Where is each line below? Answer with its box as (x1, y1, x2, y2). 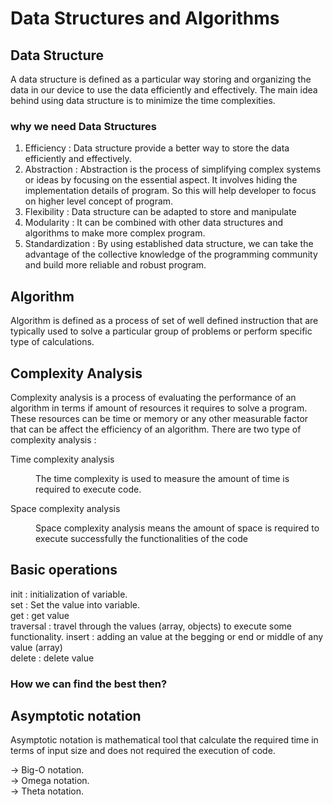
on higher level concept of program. (24, 195, 174, 207)
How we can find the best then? (10, 677, 168, 691)
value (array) (10, 641, 63, 653)
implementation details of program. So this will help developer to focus (24, 185, 317, 197)
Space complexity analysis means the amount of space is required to (35, 522, 320, 534)
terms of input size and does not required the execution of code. (10, 745, 276, 757)
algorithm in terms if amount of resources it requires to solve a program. (10, 402, 308, 414)
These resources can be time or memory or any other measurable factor (10, 412, 309, 424)
